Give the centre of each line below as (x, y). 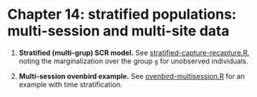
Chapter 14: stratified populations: (122, 14)
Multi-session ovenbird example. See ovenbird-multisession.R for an (132, 76)
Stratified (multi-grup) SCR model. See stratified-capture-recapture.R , (134, 52)
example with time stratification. (70, 84)
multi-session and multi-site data (118, 31)
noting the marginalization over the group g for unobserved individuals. (133, 61)
